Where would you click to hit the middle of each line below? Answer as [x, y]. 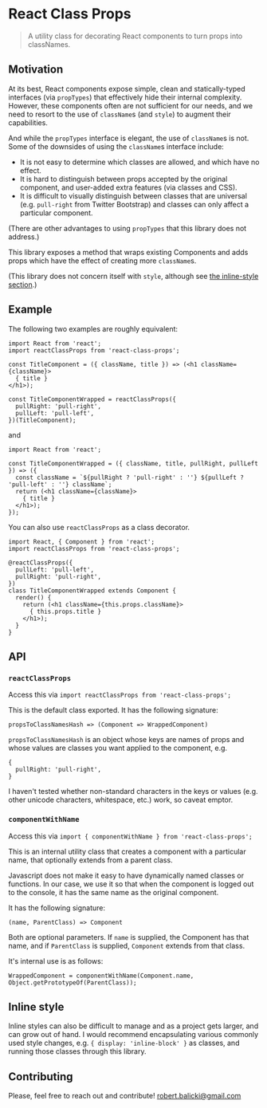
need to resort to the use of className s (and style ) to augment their [120, 114]
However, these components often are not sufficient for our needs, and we [131, 105]
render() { [33, 597]
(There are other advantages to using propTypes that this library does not [128, 228]
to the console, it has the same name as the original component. [114, 892]
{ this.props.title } [65, 611]
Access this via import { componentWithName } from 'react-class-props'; [130, 836]
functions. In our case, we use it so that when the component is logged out [131, 884]
